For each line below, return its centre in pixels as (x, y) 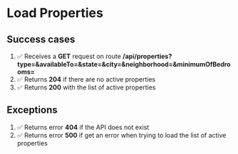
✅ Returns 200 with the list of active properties (86, 87)
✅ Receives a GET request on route (69, 56)
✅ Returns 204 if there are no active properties (86, 79)
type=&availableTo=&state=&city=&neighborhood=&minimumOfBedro (124, 64)
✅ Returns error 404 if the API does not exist (83, 127)
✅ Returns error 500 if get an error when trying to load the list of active (121, 135)
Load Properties (55, 13)
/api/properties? (148, 56)
